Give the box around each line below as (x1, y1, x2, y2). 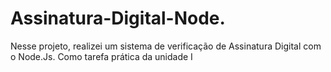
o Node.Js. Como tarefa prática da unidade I (10, 50, 193, 62)
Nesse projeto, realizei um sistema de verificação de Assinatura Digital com (10, 40, 322, 52)
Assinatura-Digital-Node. (10, 7, 226, 30)
